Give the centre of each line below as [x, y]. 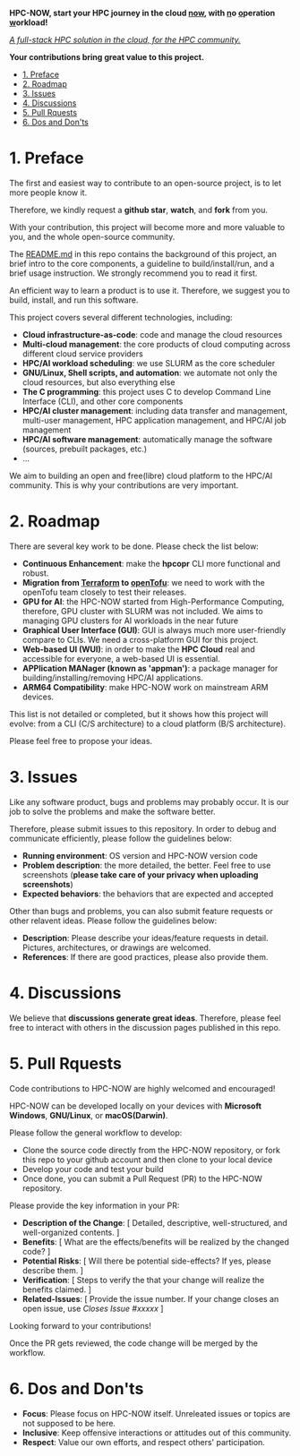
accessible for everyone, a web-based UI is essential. [121, 658]
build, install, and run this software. [74, 300]
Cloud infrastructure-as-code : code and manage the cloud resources [152, 334]
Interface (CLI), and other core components [103, 401]
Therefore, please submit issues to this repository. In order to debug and [143, 828]
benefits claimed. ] [57, 1289]
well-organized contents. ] [71, 1232]
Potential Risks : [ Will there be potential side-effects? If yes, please [146, 1261]
